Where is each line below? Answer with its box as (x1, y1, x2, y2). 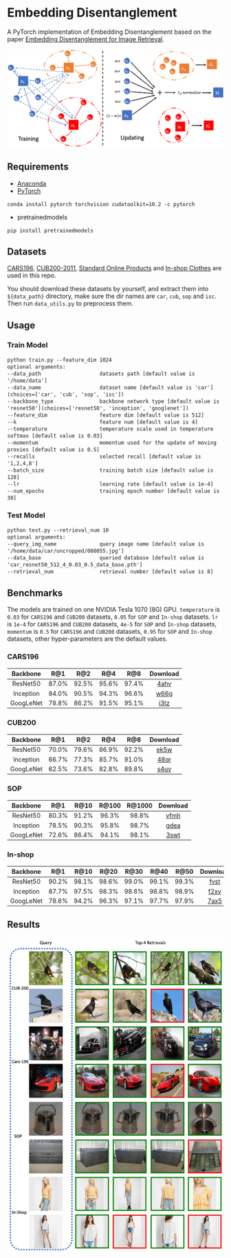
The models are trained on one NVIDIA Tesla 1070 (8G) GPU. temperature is (7, 606, 220, 614)
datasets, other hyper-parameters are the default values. (7, 635, 168, 643)
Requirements (7, 161, 69, 173)
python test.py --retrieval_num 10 (7, 527, 109, 534)
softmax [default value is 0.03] (7, 432, 103, 439)
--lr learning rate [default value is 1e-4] (7, 481, 214, 488)
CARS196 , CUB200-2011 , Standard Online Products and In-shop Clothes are (7, 264, 222, 272)
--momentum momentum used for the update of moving (7, 439, 217, 446)
